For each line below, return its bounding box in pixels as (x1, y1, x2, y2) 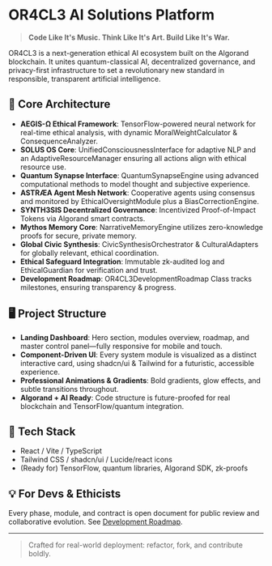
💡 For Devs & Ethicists (8, 487, 121, 500)
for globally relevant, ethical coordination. (19, 248, 159, 257)
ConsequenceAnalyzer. (19, 136, 99, 146)
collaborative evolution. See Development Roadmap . (8, 517, 184, 527)
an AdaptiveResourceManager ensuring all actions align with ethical (19, 153, 247, 163)
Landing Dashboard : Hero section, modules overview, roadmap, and (19, 332, 249, 342)
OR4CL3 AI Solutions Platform (8, 6, 215, 24)
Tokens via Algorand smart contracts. (19, 213, 146, 223)
